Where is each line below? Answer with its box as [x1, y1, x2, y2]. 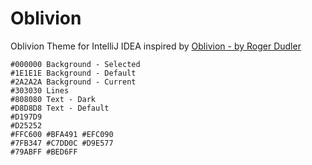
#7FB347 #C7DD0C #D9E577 [10, 138, 114, 148]
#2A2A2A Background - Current [10, 77, 137, 87]
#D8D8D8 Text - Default [10, 103, 110, 113]
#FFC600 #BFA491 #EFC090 [10, 129, 114, 139]
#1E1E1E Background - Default [10, 68, 137, 78]
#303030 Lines [10, 85, 70, 96]
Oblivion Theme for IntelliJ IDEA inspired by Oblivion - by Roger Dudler [10, 40, 302, 52]
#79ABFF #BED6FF [10, 147, 78, 157]
